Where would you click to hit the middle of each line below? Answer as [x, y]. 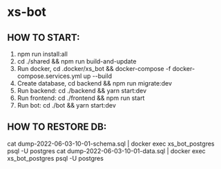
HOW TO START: [44, 38]
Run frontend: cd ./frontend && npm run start [81, 98]
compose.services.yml [49, 76]
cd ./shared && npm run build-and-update [77, 61]
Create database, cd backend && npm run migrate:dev [95, 83]
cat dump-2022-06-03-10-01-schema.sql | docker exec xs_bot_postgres [111, 143]
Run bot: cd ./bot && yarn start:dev [66, 105]
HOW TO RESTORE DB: [57, 127]
